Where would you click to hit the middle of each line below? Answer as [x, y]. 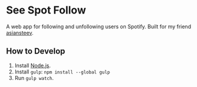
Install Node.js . [33, 65]
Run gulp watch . [34, 78]
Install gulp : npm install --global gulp [62, 72]
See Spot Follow [46, 10]
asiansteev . [20, 32]
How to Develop [36, 51]
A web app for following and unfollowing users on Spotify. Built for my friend [98, 26]
